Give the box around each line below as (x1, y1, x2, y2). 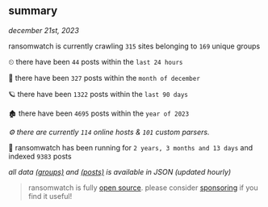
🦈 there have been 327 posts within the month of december (8, 73, 200, 82)
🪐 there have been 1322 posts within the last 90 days (8, 89, 188, 99)
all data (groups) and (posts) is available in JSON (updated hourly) (8, 167, 232, 176)
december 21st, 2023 (8, 25, 79, 35)
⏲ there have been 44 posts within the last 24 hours (8, 57, 183, 66)
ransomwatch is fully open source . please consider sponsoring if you (27, 183, 258, 192)
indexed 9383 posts (8, 151, 72, 161)
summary (8, 4, 58, 18)
